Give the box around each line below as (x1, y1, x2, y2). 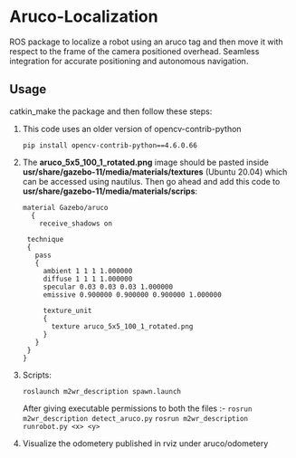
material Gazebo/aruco (22, 203, 109, 212)
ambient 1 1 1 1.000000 (43, 266, 133, 275)
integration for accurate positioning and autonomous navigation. (9, 55, 249, 66)
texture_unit (43, 306, 92, 315)
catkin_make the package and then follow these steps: (9, 106, 213, 117)
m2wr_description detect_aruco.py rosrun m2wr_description (22, 414, 249, 423)
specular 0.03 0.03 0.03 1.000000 (43, 282, 174, 291)
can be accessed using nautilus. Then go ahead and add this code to (22, 176, 281, 186)
